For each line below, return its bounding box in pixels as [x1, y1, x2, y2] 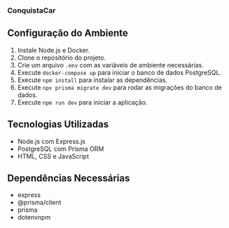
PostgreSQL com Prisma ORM [17, 145, 104, 153]
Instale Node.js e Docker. [17, 46, 90, 54]
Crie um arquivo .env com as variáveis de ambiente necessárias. [17, 60, 204, 69]
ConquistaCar [7, 6, 56, 15]
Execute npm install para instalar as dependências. [17, 76, 168, 84]
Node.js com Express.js [17, 137, 86, 145]
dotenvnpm [17, 213, 51, 222]
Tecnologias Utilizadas [7, 119, 109, 130]
